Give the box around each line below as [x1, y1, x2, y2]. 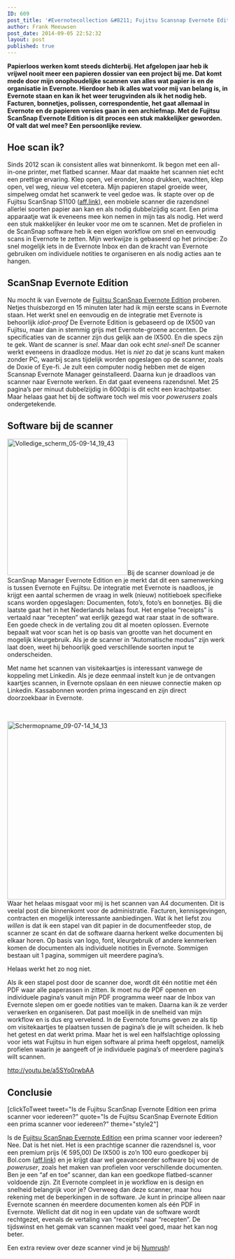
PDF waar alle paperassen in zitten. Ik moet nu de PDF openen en [7, 986, 197, 994]
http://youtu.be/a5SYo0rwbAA [7, 1066, 94, 1074]
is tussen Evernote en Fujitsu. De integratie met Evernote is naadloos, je [7, 583, 214, 592]
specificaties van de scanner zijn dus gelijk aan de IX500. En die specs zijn [7, 333, 224, 341]
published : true [7, 43, 55, 50]
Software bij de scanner [7, 420, 113, 432]
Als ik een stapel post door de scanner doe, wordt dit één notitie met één [7, 979, 218, 987]
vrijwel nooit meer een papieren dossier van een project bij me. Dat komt [7, 69, 222, 78]
